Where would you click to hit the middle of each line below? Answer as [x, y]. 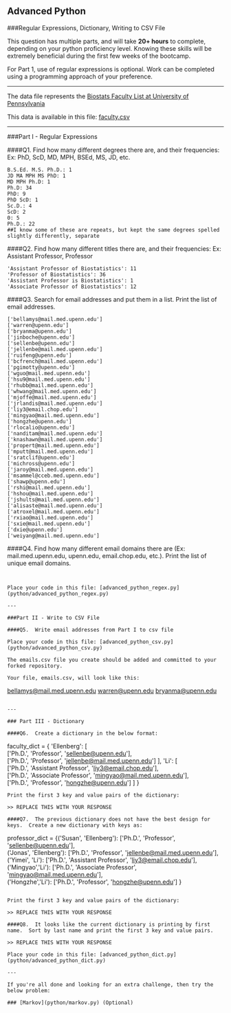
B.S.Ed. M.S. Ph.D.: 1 [40, 170]
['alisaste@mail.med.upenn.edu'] [55, 505]
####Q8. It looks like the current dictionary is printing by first [109, 924]
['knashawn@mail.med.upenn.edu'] [55, 439]
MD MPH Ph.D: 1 [29, 181]
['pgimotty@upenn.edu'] [41, 367]
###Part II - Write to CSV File [53, 618]
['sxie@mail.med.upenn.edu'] [49, 524]
